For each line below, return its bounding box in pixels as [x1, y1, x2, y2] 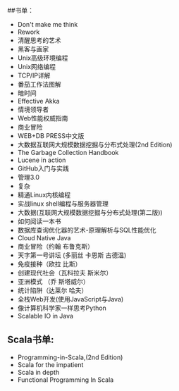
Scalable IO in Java [17, 312, 74, 320]
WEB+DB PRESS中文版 [17, 132, 85, 139]
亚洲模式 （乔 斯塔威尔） [17, 278, 89, 285]
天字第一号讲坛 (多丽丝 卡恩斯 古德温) [17, 251, 127, 259]
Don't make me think [17, 20, 78, 28]
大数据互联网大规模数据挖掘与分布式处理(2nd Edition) [17, 140, 173, 149]
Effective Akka [17, 97, 60, 105]
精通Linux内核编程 [17, 191, 71, 199]
